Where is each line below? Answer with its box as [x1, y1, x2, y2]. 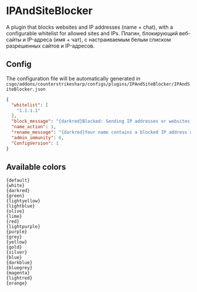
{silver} [6, 250, 28, 256]
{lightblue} [6, 203, 35, 209]
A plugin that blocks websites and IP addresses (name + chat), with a [6, 24, 174, 31]
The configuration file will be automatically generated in [6, 75, 141, 82]
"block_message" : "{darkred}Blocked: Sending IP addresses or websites [11, 119, 191, 125]
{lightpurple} [6, 224, 41, 230]
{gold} [6, 244, 22, 250]
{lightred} [6, 275, 33, 281]
